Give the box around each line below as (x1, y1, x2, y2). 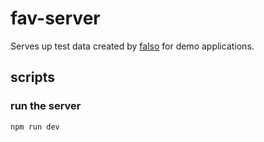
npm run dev (10, 122, 60, 132)
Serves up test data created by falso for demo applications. (10, 40, 255, 52)
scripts (10, 69, 55, 86)
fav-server (10, 7, 101, 30)
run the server (10, 99, 82, 113)
